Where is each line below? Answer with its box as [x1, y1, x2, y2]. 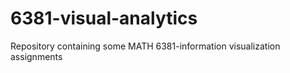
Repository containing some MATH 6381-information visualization [10, 40, 281, 52]
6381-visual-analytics [10, 7, 198, 30]
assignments [10, 50, 63, 62]
